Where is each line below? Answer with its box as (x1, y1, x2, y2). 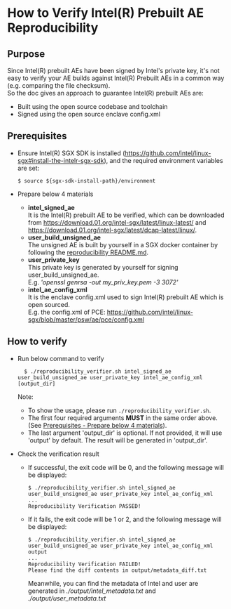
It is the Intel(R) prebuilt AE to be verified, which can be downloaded (27, 211, 225, 219)
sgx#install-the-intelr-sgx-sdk (17, 156, 104, 164)
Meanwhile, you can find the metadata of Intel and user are (27, 579, 199, 587)
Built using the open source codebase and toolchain (17, 103, 168, 110)
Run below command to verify (17, 354, 104, 362)
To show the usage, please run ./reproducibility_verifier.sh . (27, 406, 211, 414)
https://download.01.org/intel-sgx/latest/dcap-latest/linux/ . (27, 225, 197, 234)
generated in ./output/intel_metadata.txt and (27, 587, 156, 595)
